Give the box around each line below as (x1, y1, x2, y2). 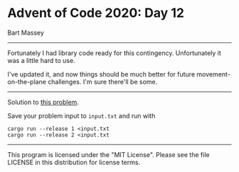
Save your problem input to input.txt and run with (7, 111, 156, 120)
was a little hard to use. (7, 56, 76, 64)
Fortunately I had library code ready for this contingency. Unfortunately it (7, 48, 222, 57)
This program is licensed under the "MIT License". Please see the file (7, 150, 210, 159)
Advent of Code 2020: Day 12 (7, 5, 185, 21)
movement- (196, 69, 231, 79)
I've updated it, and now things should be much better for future (7, 69, 196, 79)
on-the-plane (7, 77, 46, 86)
